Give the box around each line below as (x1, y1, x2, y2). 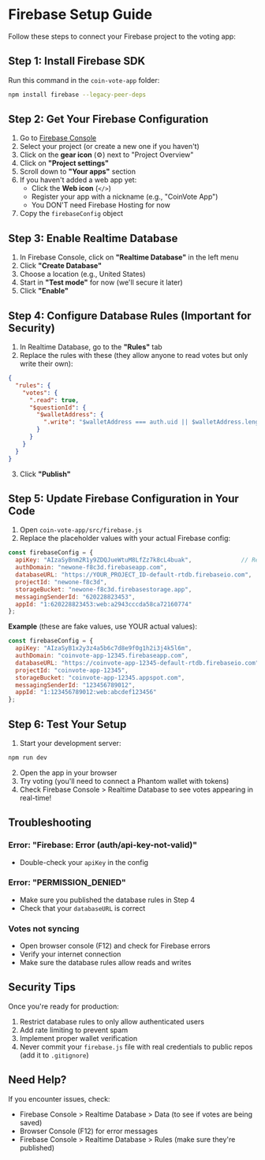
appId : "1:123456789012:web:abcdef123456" (15, 688, 157, 696)
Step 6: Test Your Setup (8, 718, 127, 731)
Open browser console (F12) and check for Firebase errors (19, 941, 211, 951)
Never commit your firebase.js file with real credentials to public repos (19, 1042, 253, 1051)
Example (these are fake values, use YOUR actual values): (8, 621, 197, 632)
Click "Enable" (19, 286, 69, 296)
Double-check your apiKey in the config (19, 857, 148, 867)
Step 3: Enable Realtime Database (8, 231, 178, 245)
